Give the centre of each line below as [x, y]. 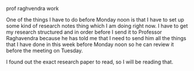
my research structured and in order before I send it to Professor [84, 32]
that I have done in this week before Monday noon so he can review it [90, 44]
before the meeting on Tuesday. [45, 51]
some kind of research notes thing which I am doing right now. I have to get [97, 26]
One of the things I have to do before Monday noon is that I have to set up [95, 19]
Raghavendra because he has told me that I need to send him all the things [96, 38]
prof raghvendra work [33, 8]
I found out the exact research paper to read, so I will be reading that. [90, 62]
